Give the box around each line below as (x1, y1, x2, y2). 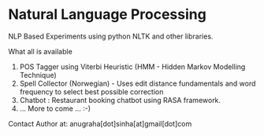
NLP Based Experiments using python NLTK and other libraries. (8, 31, 214, 41)
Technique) (19, 70, 57, 79)
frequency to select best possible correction (19, 86, 164, 96)
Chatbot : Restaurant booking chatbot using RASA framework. (19, 95, 221, 105)
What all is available (8, 46, 73, 56)
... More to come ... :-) (19, 104, 91, 113)
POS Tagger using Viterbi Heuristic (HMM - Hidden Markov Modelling (19, 61, 246, 72)
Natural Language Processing (8, 6, 206, 24)
